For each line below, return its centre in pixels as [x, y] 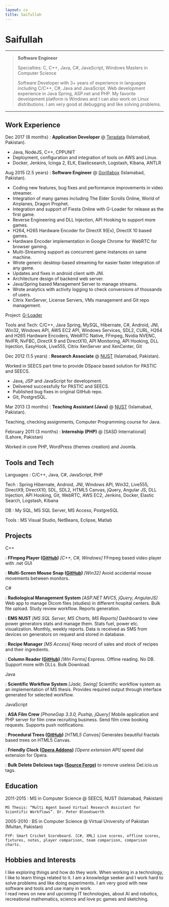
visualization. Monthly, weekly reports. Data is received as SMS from [76, 629]
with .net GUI [19, 563]
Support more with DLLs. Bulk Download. [48, 664]
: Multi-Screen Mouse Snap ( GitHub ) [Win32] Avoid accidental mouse [78, 573]
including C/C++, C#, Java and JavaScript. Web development [81, 88]
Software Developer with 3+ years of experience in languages [82, 83]
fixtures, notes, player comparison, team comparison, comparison [76, 840]
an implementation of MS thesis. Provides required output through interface [83, 689]
